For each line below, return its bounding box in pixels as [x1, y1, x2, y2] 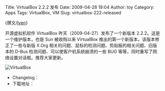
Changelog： [12, 75, 39, 80]
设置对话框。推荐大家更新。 [9, 55, 66, 60]
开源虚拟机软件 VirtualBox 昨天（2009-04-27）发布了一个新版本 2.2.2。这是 [5, 30, 160, 36]
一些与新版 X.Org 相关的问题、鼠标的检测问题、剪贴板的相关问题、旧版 [13, 43, 158, 48]
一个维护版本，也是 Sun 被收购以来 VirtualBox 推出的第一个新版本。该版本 [5, 36, 155, 42]
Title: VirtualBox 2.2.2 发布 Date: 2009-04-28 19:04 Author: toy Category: [5, 4, 155, 10]
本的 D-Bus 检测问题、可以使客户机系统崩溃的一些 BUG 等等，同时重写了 [5, 48, 153, 54]
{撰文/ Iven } [5, 20, 28, 25]
